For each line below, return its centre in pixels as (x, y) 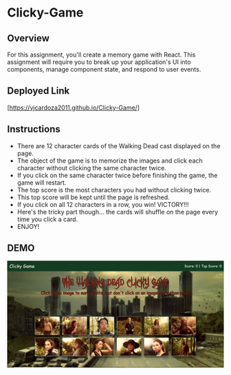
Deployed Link (38, 91)
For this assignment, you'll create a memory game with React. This (101, 54)
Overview (29, 38)
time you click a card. (47, 219)
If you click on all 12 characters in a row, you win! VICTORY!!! (103, 204)
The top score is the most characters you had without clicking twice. (114, 190)
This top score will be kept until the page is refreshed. (93, 197)
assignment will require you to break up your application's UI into (99, 62)
